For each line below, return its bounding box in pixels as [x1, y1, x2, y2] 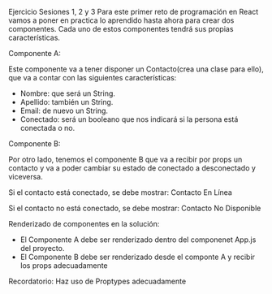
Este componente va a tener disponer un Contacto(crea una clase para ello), [8, 64, 264, 74]
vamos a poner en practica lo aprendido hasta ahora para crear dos [8, 15, 235, 25]
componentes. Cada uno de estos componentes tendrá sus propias [8, 24, 234, 33]
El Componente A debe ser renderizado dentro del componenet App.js [19, 235, 257, 244]
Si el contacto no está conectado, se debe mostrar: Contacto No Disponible [8, 203, 261, 213]
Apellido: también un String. [19, 97, 114, 106]
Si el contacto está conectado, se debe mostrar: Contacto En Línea [8, 188, 233, 197]
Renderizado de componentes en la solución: [8, 219, 160, 228]
